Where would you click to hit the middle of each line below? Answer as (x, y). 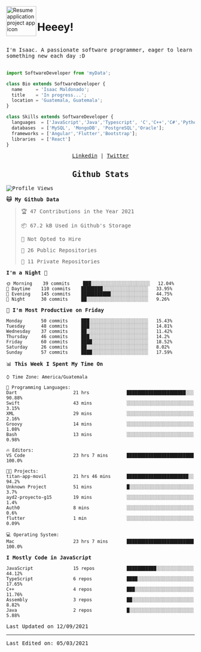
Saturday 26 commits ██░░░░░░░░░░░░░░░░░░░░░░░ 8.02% (88, 347)
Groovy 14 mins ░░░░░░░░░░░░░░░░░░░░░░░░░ (100, 424)
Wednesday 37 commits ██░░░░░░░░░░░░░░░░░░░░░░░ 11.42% (89, 331)
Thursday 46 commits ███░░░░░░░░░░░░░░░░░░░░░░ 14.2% (88, 337)
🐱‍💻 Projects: (22, 471)
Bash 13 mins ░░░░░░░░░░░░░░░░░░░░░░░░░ (100, 435)
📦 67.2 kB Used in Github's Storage (76, 226)
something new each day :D (46, 56)
